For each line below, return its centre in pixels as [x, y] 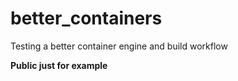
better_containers [86, 18]
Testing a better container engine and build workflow [119, 46]
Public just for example [59, 65]
